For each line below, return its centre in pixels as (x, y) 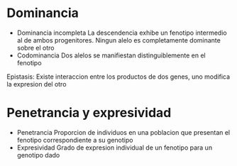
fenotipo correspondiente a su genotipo (75, 140)
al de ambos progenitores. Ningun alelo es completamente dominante (118, 40)
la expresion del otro (37, 84)
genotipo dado (38, 155)
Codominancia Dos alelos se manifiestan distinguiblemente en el (111, 55)
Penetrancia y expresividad (89, 113)
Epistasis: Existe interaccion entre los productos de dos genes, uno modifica (118, 77)
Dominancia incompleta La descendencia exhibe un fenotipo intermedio (122, 33)
